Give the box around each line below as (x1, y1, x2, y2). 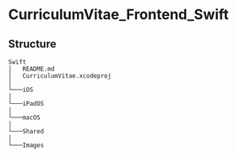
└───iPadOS (8, 100, 44, 108)
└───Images (8, 141, 44, 149)
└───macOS (8, 113, 41, 121)
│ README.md (8, 65, 55, 73)
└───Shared (8, 128, 44, 136)
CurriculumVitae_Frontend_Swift (8, 6, 229, 24)
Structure (8, 37, 57, 51)
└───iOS (8, 86, 34, 94)
